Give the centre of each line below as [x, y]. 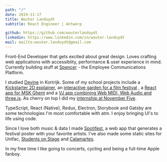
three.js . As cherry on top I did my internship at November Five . [71, 98]
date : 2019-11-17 [23, 15]
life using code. [21, 118]
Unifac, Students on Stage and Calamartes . [50, 139]
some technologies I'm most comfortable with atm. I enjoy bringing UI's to [82, 113]
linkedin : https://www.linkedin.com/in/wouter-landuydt [65, 38]
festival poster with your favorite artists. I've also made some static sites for [83, 133]
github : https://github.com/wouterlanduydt [52, 33]
